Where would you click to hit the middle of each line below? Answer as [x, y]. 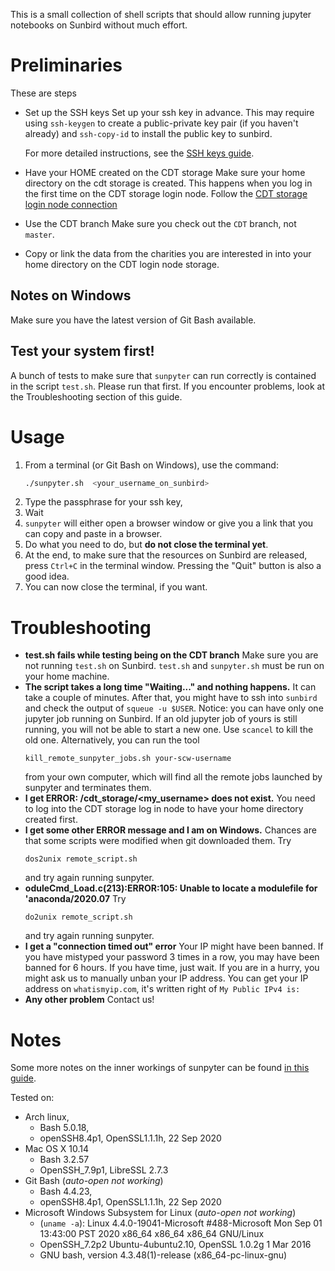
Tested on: [32, 1098]
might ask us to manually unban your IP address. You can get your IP [166, 978]
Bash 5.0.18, [64, 1128]
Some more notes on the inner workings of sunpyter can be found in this [160, 1068]
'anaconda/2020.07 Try [75, 899]
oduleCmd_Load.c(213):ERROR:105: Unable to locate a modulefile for [171, 888]
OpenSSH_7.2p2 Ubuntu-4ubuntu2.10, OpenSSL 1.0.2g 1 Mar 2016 [175, 1245]
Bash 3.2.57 [64, 1160]
